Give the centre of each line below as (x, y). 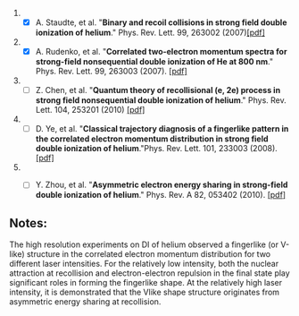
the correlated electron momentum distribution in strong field (152, 139)
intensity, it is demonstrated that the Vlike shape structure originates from (144, 292)
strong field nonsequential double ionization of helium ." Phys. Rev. (161, 100)
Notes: (28, 223)
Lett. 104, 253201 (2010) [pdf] (90, 110)
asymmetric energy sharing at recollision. (85, 302)
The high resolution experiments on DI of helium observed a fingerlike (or (144, 244)
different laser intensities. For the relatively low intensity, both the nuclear (144, 264)
